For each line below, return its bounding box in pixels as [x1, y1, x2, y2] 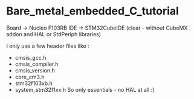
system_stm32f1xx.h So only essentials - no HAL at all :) [15, 86, 155, 93]
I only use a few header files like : [6, 42, 89, 49]
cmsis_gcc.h [15, 54, 47, 61]
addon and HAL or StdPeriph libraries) [6, 30, 102, 37]
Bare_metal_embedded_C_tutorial [6, 4, 179, 18]
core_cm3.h [15, 73, 45, 80]
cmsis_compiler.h [15, 60, 59, 68]
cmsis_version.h [15, 66, 56, 74]
